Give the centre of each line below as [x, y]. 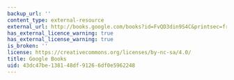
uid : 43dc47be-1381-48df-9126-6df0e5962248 [71, 65]
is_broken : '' [28, 46]
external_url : [28, 26]
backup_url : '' [29, 14]
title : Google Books [37, 59]
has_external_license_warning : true [60, 40]
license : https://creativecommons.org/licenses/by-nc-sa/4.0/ [99, 53]
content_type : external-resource [56, 20]
